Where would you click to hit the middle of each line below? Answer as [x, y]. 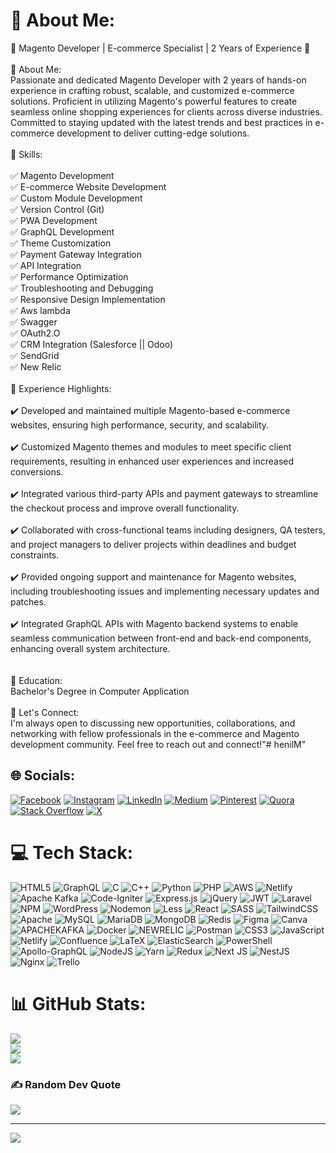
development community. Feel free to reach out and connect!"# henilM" [158, 744]
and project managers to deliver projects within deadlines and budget [153, 544]
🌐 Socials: [43, 775]
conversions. [37, 471]
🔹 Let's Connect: [45, 712]
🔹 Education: [36, 680]
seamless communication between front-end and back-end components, [161, 638]
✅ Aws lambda [40, 310]
